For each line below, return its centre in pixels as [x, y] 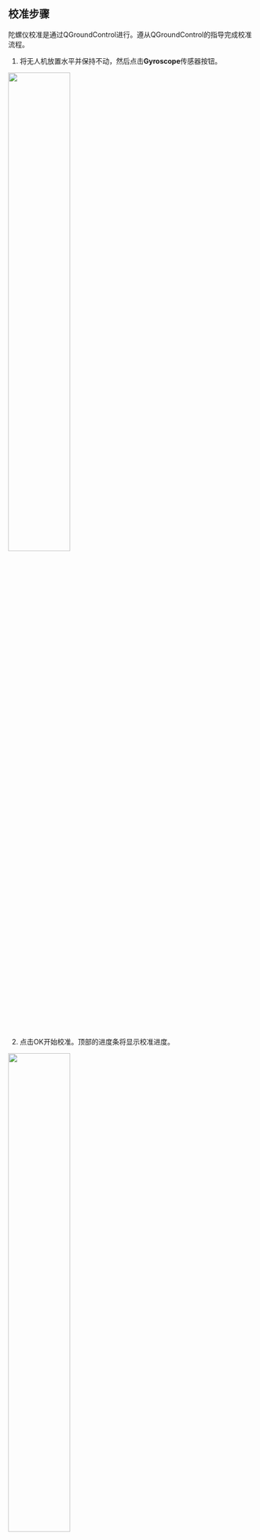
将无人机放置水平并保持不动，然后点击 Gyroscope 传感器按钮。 [121, 60]
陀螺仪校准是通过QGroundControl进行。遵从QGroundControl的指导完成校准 [130, 35]
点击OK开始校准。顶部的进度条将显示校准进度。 [97, 1041]
